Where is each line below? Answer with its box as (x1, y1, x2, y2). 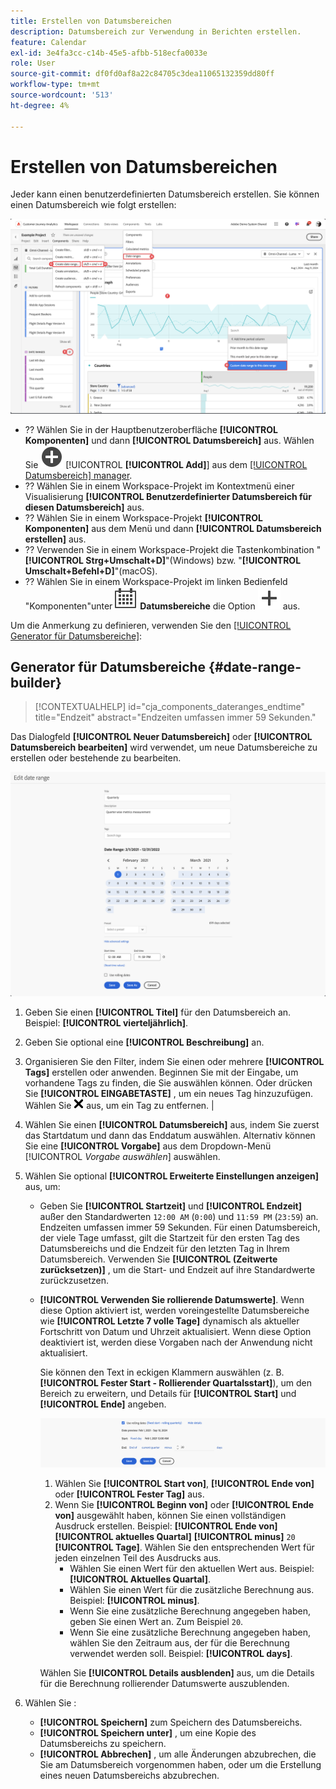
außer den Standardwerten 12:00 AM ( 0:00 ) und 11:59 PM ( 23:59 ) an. (39, 1210, 319, 1222)
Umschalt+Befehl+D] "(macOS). (24, 565, 158, 577)
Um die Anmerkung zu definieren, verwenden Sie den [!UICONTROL (10, 619, 292, 631)
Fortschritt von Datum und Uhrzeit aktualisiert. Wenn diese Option (39, 1325, 312, 1337)
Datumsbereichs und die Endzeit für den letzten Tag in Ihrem (39, 1242, 290, 1254)
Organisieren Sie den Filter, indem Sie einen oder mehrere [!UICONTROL (24, 1055, 325, 1067)
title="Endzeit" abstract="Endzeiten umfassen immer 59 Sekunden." (34, 711, 317, 724)
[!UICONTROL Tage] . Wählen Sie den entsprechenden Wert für (54, 1541, 315, 1553)
